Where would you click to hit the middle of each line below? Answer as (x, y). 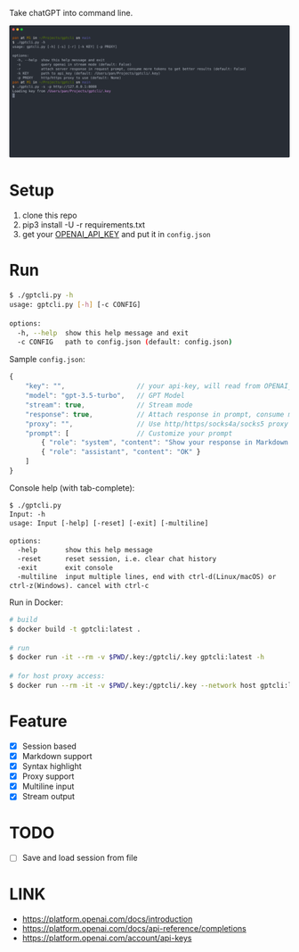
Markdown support (57, 756)
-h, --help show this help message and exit (103, 333)
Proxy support (48, 776)
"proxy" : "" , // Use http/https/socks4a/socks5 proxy (157, 424)
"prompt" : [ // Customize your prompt (129, 433)
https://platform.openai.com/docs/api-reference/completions (134, 929)
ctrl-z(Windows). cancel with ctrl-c (79, 585)
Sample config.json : (47, 360)
